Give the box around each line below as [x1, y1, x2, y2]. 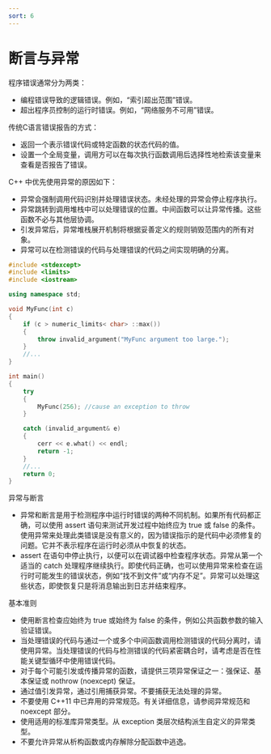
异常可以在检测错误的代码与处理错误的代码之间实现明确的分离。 [19, 245, 233, 254]
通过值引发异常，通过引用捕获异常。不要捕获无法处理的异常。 [19, 686, 227, 696]
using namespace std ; [8, 291, 82, 299]
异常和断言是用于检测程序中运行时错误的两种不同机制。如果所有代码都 [19, 510, 255, 520]
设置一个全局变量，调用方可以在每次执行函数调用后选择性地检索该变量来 [19, 149, 261, 159]
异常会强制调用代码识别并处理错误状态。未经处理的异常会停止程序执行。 [19, 194, 261, 203]
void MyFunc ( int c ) [8, 305, 74, 313]
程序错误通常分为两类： [8, 78, 87, 87]
